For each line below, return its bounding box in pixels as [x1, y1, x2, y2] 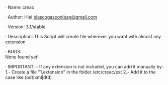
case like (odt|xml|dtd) [5, 74, 52, 80]
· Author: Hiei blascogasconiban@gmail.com [5, 14, 97, 20]
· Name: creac [5, 5, 34, 10]
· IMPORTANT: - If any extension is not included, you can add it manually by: [5, 64, 163, 69]
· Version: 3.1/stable [5, 24, 46, 30]
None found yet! [5, 54, 39, 60]
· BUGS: [5, 49, 22, 54]
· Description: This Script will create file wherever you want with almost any [5, 34, 161, 39]
